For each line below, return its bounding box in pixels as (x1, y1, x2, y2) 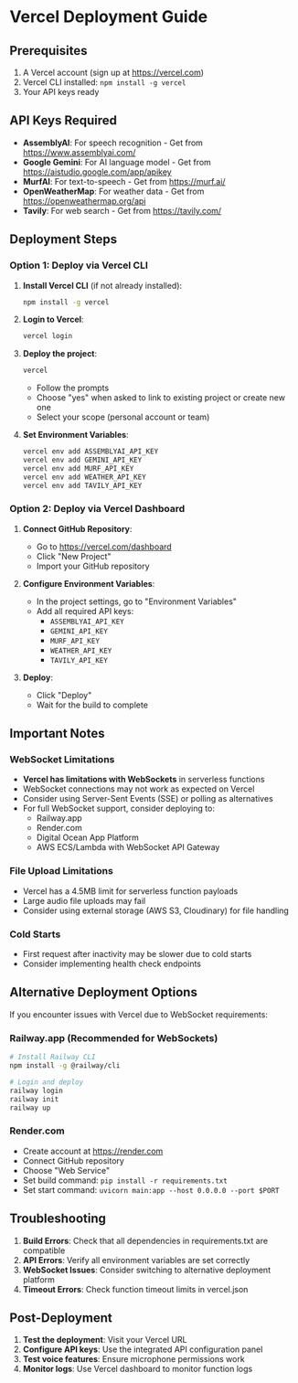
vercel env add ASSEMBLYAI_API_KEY (22, 447, 159, 456)
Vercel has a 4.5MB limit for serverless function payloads (22, 885, 239, 897)
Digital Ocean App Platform (36, 832, 140, 843)
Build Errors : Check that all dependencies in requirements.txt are (22, 1235, 268, 1246)
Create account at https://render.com (22, 1145, 164, 1156)
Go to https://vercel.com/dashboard (36, 541, 172, 552)
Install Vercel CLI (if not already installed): (22, 280, 183, 291)
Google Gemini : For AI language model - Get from (22, 156, 212, 167)
